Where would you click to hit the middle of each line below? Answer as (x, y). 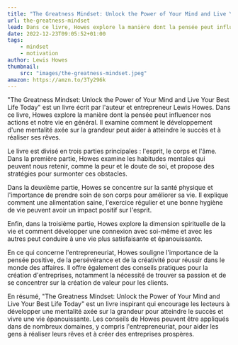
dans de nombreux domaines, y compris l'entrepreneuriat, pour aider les (113, 327)
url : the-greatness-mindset (49, 21)
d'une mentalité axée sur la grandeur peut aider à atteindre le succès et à (114, 130)
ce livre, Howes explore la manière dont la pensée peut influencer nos (109, 115)
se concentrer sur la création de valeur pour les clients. (88, 283)
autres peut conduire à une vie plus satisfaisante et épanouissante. (105, 239)
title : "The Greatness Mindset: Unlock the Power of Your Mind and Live (117, 14)
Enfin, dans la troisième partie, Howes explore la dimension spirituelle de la (117, 224)
